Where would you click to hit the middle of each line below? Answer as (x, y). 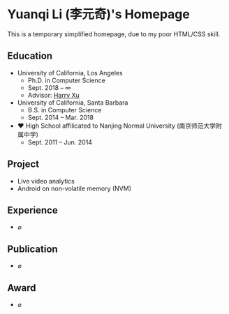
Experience (32, 210)
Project (23, 164)
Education (30, 56)
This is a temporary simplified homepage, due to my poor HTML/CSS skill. (114, 34)
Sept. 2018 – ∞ (49, 87)
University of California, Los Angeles (70, 73)
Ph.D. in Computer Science (67, 80)
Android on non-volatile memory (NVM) (74, 188)
